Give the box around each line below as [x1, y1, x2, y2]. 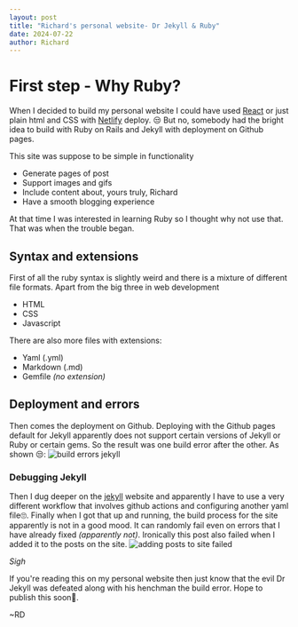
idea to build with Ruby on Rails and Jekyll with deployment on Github [9, 124, 264, 135]
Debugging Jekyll [9, 471, 87, 483]
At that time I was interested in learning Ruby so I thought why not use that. [9, 214, 284, 225]
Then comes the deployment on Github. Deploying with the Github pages [9, 420, 277, 431]
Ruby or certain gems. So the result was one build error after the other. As [9, 439, 279, 449]
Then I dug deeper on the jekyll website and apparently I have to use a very [9, 491, 286, 502]
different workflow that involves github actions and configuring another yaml [9, 501, 289, 512]
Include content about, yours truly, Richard [21, 187, 178, 198]
